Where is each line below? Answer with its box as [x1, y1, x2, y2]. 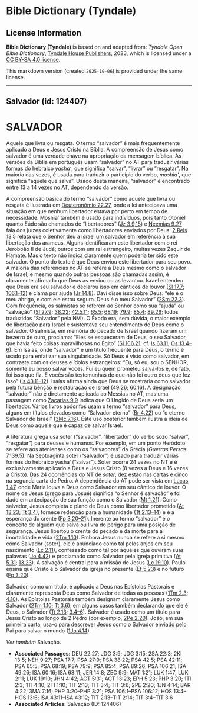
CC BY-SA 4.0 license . [6, 56, 61, 63]
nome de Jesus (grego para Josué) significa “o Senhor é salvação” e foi [6, 490, 181, 497]
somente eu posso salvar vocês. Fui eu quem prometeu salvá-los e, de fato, [6, 365, 190, 372]
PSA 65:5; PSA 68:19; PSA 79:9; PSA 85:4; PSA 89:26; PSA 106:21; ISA [14, 663, 187, 670]
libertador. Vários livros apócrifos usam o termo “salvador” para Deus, [6, 403, 176, 410]
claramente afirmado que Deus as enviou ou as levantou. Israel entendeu [6, 277, 184, 284]
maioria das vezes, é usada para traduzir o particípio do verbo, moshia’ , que [6, 171, 192, 178]
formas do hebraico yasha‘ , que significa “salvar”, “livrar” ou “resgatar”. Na [6, 165, 189, 172]
